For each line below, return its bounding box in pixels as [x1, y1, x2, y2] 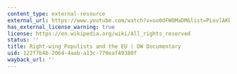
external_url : [7, 17, 49, 24]
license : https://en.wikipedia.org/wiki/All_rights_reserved [7, 30, 191, 37]
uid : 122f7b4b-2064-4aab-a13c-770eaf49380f [7, 50, 138, 57]
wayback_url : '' [7, 56, 55, 63]
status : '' [7, 37, 39, 44]
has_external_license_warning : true [7, 23, 115, 30]
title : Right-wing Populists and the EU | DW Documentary [7, 43, 181, 50]
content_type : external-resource [7, 10, 106, 18]
